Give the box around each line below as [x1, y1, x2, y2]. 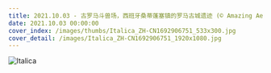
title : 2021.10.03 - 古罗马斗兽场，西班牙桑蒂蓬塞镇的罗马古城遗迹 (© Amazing [8, 11, 252, 20]
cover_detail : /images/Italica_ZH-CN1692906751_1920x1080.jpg [8, 34, 222, 43]
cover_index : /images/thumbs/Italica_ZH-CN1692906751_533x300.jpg [8, 26, 236, 34]
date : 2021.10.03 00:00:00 [8, 19, 99, 27]
